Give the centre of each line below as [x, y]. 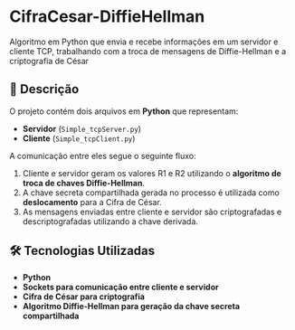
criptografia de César [49, 61]
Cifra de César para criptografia [83, 297]
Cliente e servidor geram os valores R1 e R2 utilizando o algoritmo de [152, 173]
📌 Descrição [44, 89]
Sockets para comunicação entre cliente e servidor [120, 287]
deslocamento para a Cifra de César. [92, 202]
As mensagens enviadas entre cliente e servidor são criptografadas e [152, 212]
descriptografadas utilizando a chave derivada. [110, 221]
